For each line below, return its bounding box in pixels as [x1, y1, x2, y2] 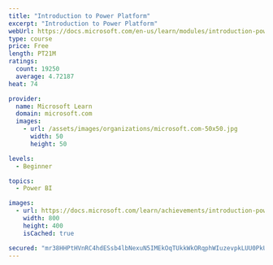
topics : [8, 176, 35, 185]
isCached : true [23, 229, 75, 237]
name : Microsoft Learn [15, 102, 93, 111]
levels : [8, 154, 35, 163]
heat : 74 [8, 80, 38, 88]
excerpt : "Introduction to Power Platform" [8, 20, 158, 28]
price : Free [8, 42, 49, 50]
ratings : [8, 58, 38, 66]
